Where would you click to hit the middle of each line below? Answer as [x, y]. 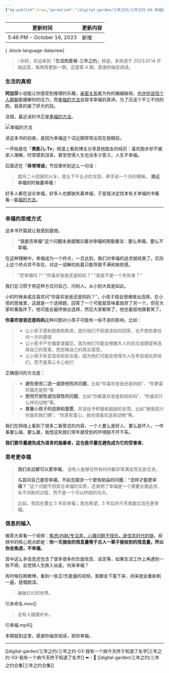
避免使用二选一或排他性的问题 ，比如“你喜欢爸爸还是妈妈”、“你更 [92, 384]
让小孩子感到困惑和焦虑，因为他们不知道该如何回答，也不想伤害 [91, 331]
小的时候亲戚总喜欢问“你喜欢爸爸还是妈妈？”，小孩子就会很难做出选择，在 [82, 297]
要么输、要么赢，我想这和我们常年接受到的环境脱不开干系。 [71, 432]
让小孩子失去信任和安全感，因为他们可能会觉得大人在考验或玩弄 [91, 356]
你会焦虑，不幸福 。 [25, 548]
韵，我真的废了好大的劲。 [32, 106]
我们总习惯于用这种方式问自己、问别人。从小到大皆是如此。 [67, 286]
